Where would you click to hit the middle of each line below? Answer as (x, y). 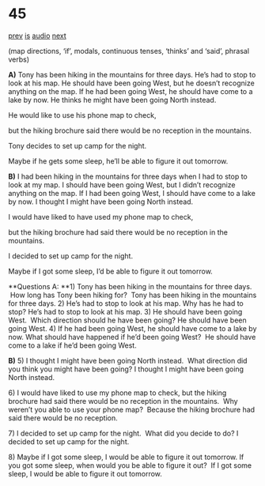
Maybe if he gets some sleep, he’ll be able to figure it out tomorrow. (118, 161)
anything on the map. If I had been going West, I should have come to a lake (132, 193)
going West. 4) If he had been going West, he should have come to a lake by (132, 328)
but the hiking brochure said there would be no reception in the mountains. (130, 130)
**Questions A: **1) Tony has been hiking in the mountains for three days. (130, 286)
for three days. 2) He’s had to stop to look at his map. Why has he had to (126, 303)
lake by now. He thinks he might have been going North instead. (112, 100)
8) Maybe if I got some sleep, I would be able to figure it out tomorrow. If (126, 457)
